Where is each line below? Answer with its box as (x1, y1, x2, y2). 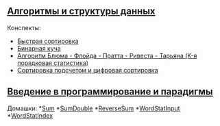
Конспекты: (7, 23, 41, 32)
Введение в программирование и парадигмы (7, 86, 213, 98)
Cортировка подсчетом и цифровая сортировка (16, 66, 159, 74)
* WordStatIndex (7, 111, 53, 119)
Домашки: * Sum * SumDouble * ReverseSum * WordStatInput (7, 104, 180, 112)
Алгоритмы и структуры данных (7, 5, 156, 17)
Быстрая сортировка (16, 37, 79, 45)
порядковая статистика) (16, 58, 89, 67)
